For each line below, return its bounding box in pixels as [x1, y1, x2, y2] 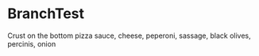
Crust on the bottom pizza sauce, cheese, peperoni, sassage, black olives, [7, 31, 251, 40]
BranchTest [7, 5, 85, 23]
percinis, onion [7, 39, 56, 48]
